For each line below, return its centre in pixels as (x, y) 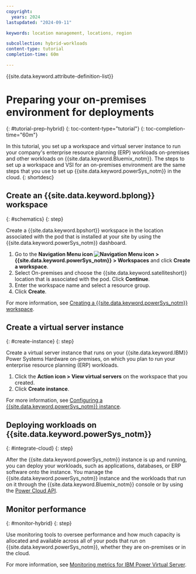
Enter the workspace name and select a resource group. (82, 285)
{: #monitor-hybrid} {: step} (39, 523)
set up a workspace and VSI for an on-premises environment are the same (96, 165)
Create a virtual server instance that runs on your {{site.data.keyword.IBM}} (97, 353)
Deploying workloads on (51, 425)
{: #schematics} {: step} (35, 219)
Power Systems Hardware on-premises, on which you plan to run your (91, 359)
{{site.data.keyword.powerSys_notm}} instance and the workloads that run (96, 479)
